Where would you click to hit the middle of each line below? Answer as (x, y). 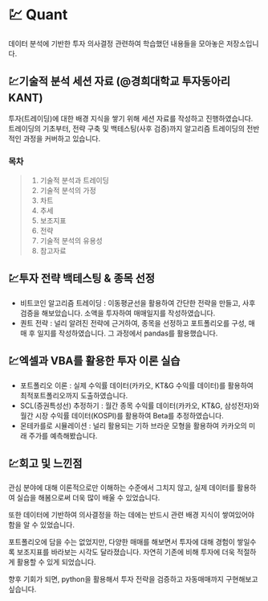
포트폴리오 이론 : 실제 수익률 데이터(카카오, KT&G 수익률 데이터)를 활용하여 (137, 385)
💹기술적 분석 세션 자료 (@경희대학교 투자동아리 (120, 82)
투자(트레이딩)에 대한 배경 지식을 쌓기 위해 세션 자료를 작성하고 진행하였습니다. (131, 118)
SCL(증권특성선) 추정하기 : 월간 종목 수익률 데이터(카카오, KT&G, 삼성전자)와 (140, 405)
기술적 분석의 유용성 (71, 241)
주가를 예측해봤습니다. (63, 435)
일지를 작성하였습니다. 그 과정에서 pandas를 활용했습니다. (128, 333)
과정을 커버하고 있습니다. (62, 138)
